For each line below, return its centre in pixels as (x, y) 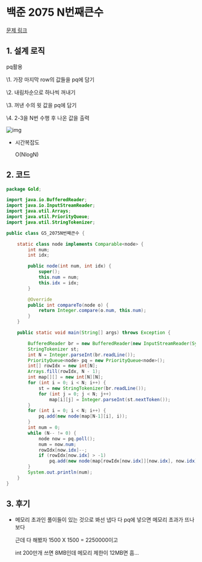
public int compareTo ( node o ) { (69, 305)
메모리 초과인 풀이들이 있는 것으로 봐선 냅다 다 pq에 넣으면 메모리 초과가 (99, 519)
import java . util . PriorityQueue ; (48, 217)
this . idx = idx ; (59, 283)
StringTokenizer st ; (54, 349)
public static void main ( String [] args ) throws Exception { (94, 333)
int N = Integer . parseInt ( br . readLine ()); (82, 355)
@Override (40, 299)
